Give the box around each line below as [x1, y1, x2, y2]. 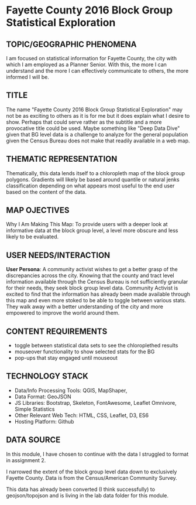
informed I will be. [6, 74, 50, 80]
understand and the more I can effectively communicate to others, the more [6, 67, 189, 74]
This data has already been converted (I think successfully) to [6, 486, 155, 493]
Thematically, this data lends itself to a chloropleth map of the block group [6, 169, 185, 176]
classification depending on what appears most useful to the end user [6, 182, 175, 189]
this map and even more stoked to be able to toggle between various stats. [6, 297, 186, 304]
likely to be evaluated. [6, 233, 59, 240]
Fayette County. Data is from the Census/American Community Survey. [6, 474, 177, 481]
